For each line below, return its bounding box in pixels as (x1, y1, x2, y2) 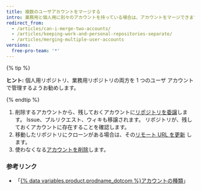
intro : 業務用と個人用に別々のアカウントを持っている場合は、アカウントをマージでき (6, 14, 190, 20)
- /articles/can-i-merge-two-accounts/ (11, 25, 111, 32)
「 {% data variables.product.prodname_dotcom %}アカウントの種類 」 (14, 177, 188, 185)
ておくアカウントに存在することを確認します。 (14, 123, 130, 131)
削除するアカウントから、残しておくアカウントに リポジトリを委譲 (14, 108, 178, 116)
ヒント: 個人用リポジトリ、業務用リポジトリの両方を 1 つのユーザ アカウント (6, 76, 194, 84)
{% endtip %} (6, 96, 40, 103)
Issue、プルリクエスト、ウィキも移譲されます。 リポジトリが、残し (26, 116, 193, 123)
